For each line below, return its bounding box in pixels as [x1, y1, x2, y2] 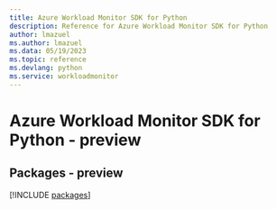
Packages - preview [9, 166, 124, 181]
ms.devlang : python [9, 64, 83, 73]
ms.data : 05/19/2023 [9, 47, 88, 56]
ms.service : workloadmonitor [9, 72, 119, 81]
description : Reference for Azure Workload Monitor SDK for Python [9, 22, 269, 31]
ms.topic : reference [9, 55, 88, 64]
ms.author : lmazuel [9, 38, 83, 48]
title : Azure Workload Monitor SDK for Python [9, 13, 188, 23]
